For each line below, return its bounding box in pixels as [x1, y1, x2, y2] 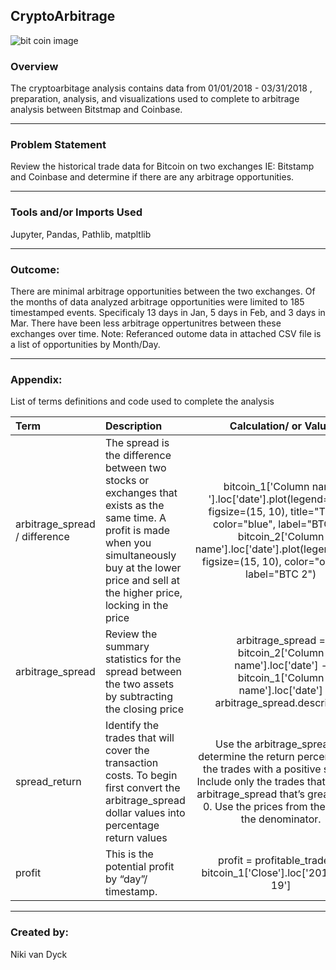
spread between [104, 665, 182, 679]
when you [104, 536, 152, 550]
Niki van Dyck [10, 948, 68, 960]
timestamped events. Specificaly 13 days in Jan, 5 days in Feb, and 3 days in [10, 307, 326, 318]
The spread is [104, 436, 170, 450]
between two [104, 461, 167, 475]
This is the [104, 847, 154, 861]
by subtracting [104, 690, 174, 704]
